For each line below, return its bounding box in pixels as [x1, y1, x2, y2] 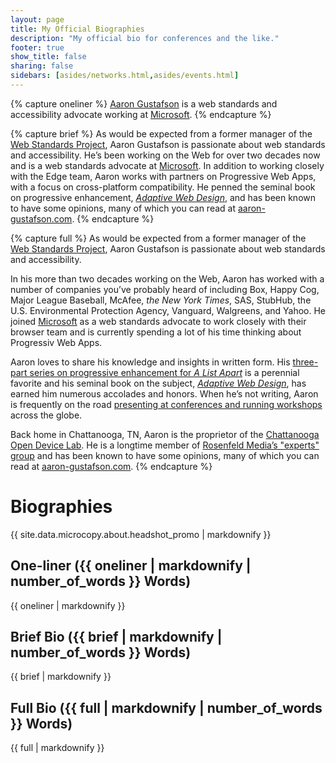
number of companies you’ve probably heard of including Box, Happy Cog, [10, 283, 320, 295]
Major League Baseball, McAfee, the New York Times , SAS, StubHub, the [10, 294, 312, 306]
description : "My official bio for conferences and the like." [10, 33, 280, 43]
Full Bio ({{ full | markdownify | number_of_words [10, 699, 323, 716]
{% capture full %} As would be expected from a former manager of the [10, 232, 307, 244]
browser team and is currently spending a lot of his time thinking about [10, 326, 302, 338]
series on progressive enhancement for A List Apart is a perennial [29, 366, 300, 378]
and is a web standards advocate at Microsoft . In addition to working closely [10, 159, 325, 171]
